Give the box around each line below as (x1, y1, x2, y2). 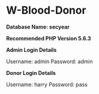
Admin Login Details (6, 46, 57, 54)
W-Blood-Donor (6, 4, 87, 17)
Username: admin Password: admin (6, 58, 93, 65)
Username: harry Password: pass (6, 81, 88, 88)
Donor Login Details (6, 69, 56, 76)
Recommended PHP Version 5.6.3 (6, 35, 91, 42)
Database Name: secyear (6, 23, 70, 30)
